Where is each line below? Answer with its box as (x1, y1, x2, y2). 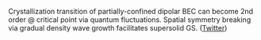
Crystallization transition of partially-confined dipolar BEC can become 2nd (8, 7, 254, 16)
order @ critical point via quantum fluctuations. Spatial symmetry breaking (8, 15, 251, 24)
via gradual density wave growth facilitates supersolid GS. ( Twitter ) (8, 24, 228, 32)
